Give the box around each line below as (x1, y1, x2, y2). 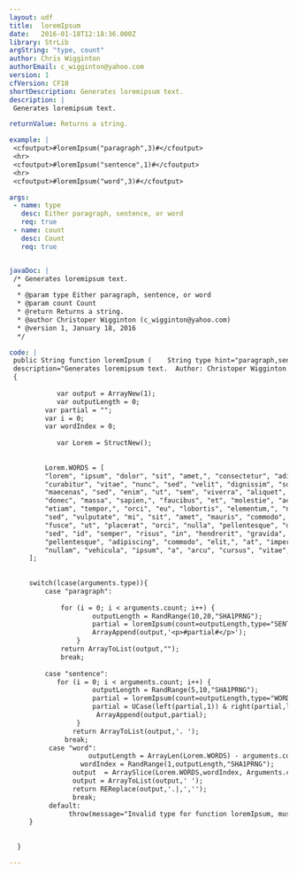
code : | (9, 347, 38, 357)
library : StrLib (9, 37, 69, 47)
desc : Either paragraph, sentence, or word (20, 209, 184, 218)
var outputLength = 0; (56, 397, 141, 406)
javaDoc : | (9, 266, 49, 275)
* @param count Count (17, 299, 97, 308)
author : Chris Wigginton (9, 54, 101, 63)
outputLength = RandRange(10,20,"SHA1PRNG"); (92, 612, 263, 620)
